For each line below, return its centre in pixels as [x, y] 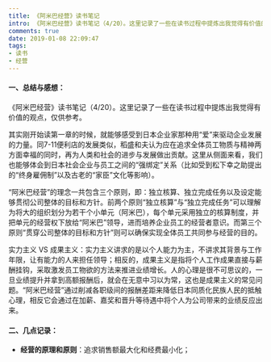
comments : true [34, 31]
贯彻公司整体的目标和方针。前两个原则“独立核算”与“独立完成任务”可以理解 [138, 202]
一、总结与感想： [37, 88]
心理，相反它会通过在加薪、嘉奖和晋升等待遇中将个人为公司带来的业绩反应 [132, 301]
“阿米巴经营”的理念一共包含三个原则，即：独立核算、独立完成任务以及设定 [132, 192]
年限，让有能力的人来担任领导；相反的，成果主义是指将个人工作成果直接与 [132, 260]
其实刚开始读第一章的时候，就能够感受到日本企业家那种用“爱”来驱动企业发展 [135, 135]
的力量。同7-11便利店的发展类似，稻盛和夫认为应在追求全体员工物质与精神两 [135, 145]
